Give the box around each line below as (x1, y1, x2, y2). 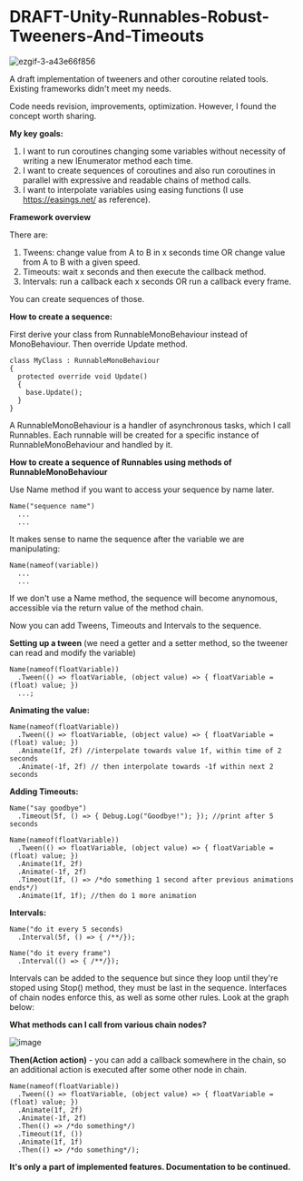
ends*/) (9, 883, 39, 893)
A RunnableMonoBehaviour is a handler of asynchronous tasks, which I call (9, 419, 291, 430)
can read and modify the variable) (9, 647, 136, 658)
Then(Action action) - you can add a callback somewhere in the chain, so (9, 1054, 287, 1065)
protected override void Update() (17, 371, 148, 381)
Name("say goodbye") (9, 803, 88, 813)
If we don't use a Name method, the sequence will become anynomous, (9, 592, 279, 603)
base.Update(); (25, 388, 83, 397)
